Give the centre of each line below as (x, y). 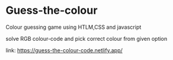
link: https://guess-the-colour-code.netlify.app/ (64, 50)
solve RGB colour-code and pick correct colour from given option (86, 38)
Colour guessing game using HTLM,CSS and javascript (74, 27)
